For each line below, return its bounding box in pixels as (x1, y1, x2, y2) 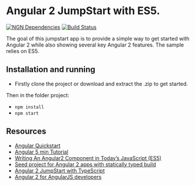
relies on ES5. (6, 47, 39, 54)
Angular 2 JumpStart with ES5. (6, 4, 160, 18)
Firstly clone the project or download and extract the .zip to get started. (14, 80, 189, 87)
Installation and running (6, 65, 95, 75)
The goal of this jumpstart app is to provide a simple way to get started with (6, 35, 190, 42)
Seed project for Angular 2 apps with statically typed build (14, 161, 156, 168)
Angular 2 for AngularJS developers (14, 173, 102, 180)
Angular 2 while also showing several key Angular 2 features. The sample (6, 41, 184, 48)
